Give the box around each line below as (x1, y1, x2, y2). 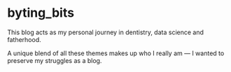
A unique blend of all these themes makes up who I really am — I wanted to (7, 49, 225, 57)
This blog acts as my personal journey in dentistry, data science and (7, 28, 204, 36)
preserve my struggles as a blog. (7, 56, 102, 64)
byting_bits (7, 5, 75, 21)
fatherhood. (7, 35, 42, 43)
